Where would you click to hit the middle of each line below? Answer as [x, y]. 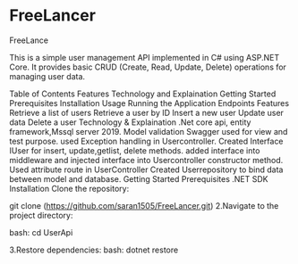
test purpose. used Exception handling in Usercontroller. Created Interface [146, 141]
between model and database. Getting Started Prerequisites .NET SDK [139, 178]
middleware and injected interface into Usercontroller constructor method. [146, 160]
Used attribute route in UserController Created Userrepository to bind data [146, 169]
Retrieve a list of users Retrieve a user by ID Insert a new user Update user [147, 112]
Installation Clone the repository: [69, 188]
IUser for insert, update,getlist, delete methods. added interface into [135, 150]
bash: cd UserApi [41, 232]
